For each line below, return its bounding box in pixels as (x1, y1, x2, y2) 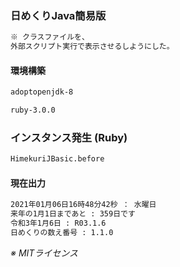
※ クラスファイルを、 (10, 32, 90, 42)
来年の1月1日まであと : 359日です (10, 209, 136, 219)
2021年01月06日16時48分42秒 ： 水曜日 (10, 200, 157, 210)
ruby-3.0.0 (10, 105, 56, 116)
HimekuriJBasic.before (10, 154, 105, 164)
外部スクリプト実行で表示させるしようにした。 (10, 42, 175, 52)
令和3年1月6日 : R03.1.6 (10, 218, 107, 229)
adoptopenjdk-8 (10, 87, 74, 97)
